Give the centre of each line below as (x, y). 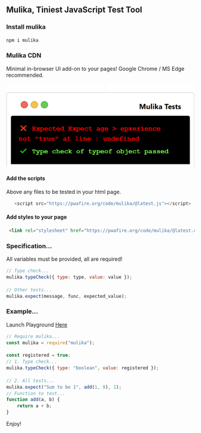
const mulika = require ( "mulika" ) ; (51, 343)
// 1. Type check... (32, 362)
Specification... (29, 246)
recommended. (25, 75)
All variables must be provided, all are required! (64, 259)
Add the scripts (26, 178)
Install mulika (26, 27)
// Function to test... (36, 393)
